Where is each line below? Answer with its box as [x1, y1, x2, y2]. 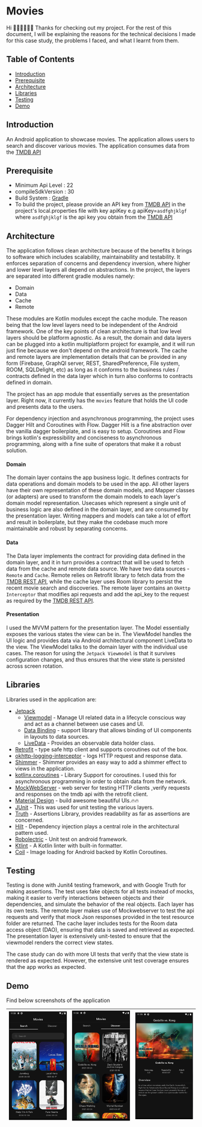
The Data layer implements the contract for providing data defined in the [6, 552, 185, 560]
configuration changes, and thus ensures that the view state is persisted [6, 656, 185, 663]
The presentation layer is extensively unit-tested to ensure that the [6, 933, 171, 940]
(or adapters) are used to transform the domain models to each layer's [6, 493, 180, 500]
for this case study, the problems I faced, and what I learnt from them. [6, 37, 179, 44]
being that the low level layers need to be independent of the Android [6, 322, 178, 329]
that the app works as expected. [6, 964, 86, 971]
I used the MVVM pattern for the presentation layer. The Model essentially [6, 624, 189, 631]
